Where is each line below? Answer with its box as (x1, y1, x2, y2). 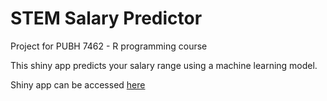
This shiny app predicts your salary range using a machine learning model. (10, 59, 318, 71)
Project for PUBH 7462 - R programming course (10, 40, 208, 52)
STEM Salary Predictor (10, 7, 203, 30)
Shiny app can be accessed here (10, 78, 146, 91)
